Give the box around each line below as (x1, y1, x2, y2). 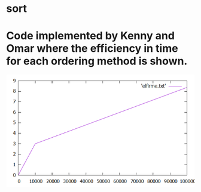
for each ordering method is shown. (6, 54, 188, 68)
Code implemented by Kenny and (6, 29, 175, 43)
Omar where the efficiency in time (6, 42, 178, 55)
